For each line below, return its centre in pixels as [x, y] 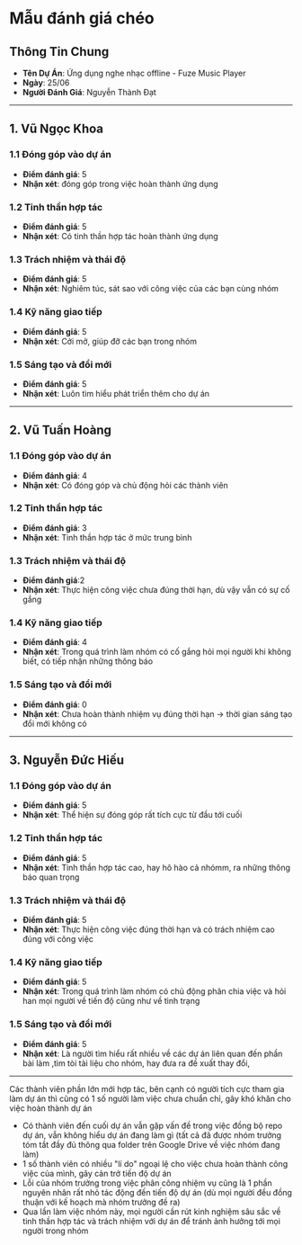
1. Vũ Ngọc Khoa [57, 129]
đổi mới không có [54, 723]
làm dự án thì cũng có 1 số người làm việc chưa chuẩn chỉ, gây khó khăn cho [151, 1098]
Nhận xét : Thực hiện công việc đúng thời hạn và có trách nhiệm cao [149, 929]
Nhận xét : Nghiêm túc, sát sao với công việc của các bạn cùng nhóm [150, 289]
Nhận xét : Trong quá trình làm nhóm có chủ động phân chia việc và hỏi [154, 991]
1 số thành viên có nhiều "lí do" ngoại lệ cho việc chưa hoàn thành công [155, 1163]
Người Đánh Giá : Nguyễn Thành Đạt [89, 92]
